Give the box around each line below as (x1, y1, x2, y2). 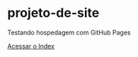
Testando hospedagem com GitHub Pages (7, 28, 131, 37)
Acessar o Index (7, 42, 55, 50)
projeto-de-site (7, 5, 100, 21)
